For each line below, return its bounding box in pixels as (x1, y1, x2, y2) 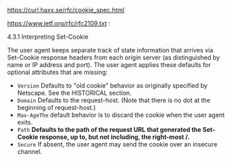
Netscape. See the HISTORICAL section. (17, 89, 133, 97)
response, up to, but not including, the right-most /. (39, 133, 190, 141)
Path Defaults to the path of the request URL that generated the (17, 126, 202, 133)
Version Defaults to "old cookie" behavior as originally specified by (17, 82, 208, 89)
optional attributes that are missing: (7, 68, 108, 76)
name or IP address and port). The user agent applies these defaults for (7, 61, 211, 68)
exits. (17, 118, 33, 126)
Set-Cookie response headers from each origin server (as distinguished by (7, 53, 220, 61)
